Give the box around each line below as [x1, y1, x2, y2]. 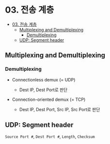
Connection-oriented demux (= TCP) [12, 96, 86, 102]
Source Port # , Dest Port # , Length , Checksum [5, 134, 95, 140]
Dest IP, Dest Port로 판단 [19, 87, 68, 93]
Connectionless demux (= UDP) [12, 77, 76, 82]
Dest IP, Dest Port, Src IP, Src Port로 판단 [19, 106, 100, 112]
